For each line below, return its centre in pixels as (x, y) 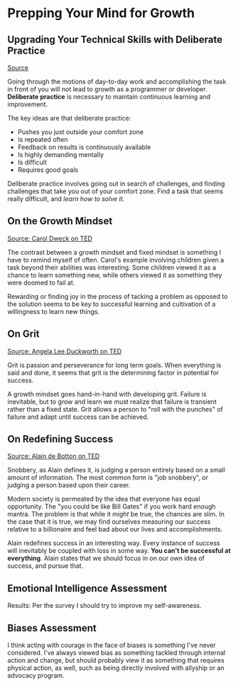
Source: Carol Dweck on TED (50, 238)
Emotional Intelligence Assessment (87, 588)
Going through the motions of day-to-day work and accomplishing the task (117, 81)
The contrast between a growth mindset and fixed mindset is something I (114, 252)
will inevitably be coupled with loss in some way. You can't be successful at (119, 551)
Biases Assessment (52, 628)
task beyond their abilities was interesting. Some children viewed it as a (112, 267)
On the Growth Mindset (60, 222)
